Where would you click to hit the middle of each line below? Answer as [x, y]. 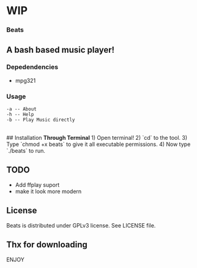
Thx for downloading [47, 245]
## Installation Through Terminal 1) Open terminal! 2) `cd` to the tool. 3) [97, 138]
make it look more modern [48, 191]
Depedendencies [32, 67]
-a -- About [21, 109]
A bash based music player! [61, 50]
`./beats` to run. [26, 151]
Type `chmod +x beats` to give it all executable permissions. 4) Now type [98, 144]
